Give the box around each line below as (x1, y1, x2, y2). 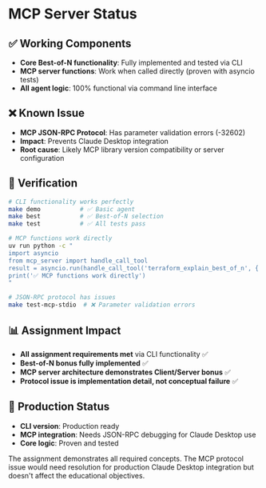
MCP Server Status (8, 5, 137, 23)
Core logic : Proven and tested (19, 438, 119, 448)
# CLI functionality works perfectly (8, 198, 134, 206)
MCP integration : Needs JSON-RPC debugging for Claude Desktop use (19, 430, 256, 439)
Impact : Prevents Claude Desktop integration (19, 136, 169, 146)
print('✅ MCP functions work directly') (8, 271, 146, 280)
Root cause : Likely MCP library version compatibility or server (19, 145, 225, 154)
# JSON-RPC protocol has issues (8, 294, 116, 302)
